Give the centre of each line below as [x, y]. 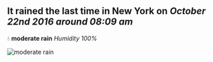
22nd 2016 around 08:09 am [70, 22]
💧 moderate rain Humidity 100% [52, 38]
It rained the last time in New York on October [106, 11]
